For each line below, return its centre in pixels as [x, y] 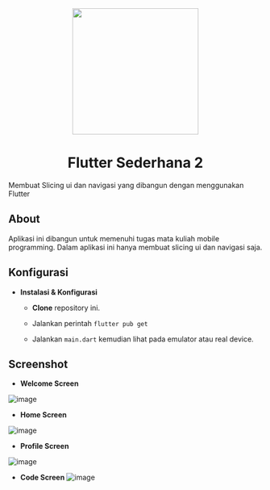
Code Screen [42, 477]
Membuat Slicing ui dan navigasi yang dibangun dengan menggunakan [126, 185]
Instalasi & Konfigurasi [59, 292]
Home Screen [43, 415]
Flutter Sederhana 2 [135, 163]
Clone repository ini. [66, 308]
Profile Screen [44, 446]
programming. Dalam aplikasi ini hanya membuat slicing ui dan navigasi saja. [135, 247]
